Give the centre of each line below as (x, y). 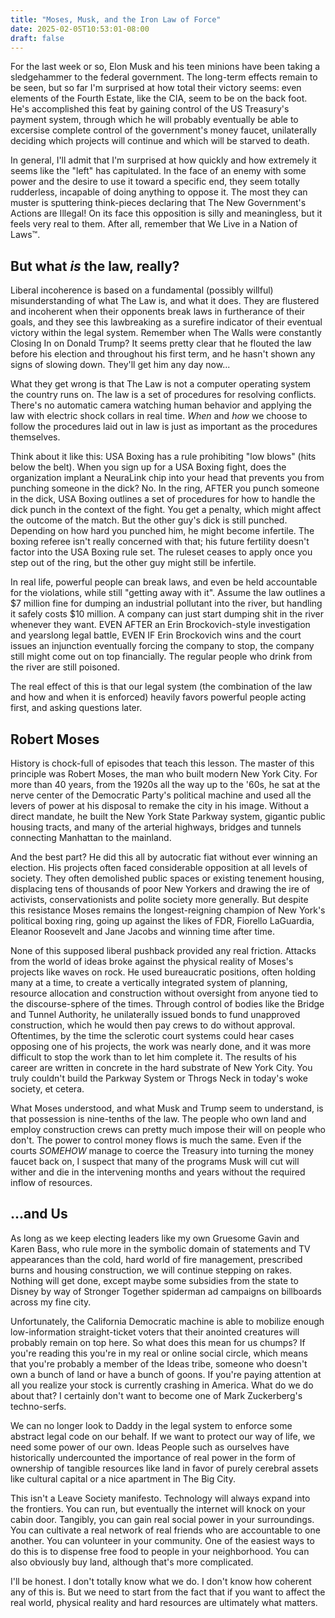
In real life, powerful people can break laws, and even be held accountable (164, 582)
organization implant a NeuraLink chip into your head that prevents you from (167, 478)
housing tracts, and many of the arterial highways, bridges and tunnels (156, 827)
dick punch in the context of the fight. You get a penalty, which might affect (166, 510)
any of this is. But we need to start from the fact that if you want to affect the (168, 1592)
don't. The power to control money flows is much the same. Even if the (156, 1140)
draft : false (37, 38)
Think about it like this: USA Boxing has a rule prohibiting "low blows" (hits (163, 457)
